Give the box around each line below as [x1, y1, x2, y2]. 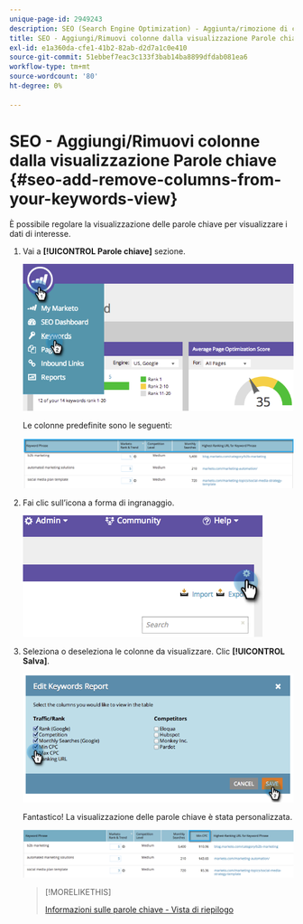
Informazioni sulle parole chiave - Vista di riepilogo [44, 904, 234, 915]
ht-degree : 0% [9, 81, 63, 90]
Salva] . [22, 655, 50, 666]
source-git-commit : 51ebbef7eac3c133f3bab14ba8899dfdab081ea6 [9, 52, 248, 62]
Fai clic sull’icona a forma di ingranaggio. [22, 497, 175, 508]
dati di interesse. [9, 228, 71, 239]
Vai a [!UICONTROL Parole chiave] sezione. [22, 245, 187, 257]
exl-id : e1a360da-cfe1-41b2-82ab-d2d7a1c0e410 [9, 43, 188, 52]
